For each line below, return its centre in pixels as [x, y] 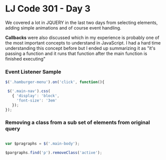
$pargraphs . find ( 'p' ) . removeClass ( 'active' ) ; [54, 152]
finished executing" [25, 58]
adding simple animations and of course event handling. [63, 27]
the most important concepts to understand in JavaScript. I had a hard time [83, 42]
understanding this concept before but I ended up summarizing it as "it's [80, 48]
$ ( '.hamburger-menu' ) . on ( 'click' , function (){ [55, 82]
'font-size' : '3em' [37, 100]
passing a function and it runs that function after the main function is [76, 53]
